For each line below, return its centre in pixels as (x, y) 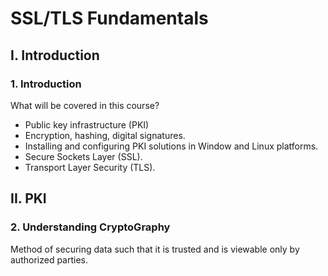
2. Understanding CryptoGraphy (90, 227)
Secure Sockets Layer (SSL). (83, 156)
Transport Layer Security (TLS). (90, 167)
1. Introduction (46, 84)
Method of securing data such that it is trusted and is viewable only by (155, 249)
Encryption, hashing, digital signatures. (105, 135)
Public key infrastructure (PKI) (87, 124)
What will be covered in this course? (85, 105)
